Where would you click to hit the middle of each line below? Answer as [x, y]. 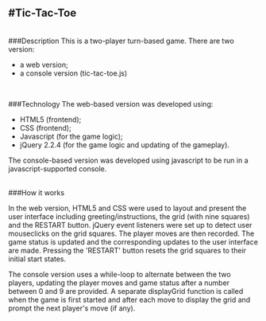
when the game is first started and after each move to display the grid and [129, 299]
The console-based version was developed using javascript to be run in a [128, 160]
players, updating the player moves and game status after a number [119, 283]
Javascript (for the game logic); [71, 136]
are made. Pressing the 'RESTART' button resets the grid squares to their [127, 250]
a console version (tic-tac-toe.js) [73, 73]
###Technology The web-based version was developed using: [111, 104]
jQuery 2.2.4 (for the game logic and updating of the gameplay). [125, 145]
